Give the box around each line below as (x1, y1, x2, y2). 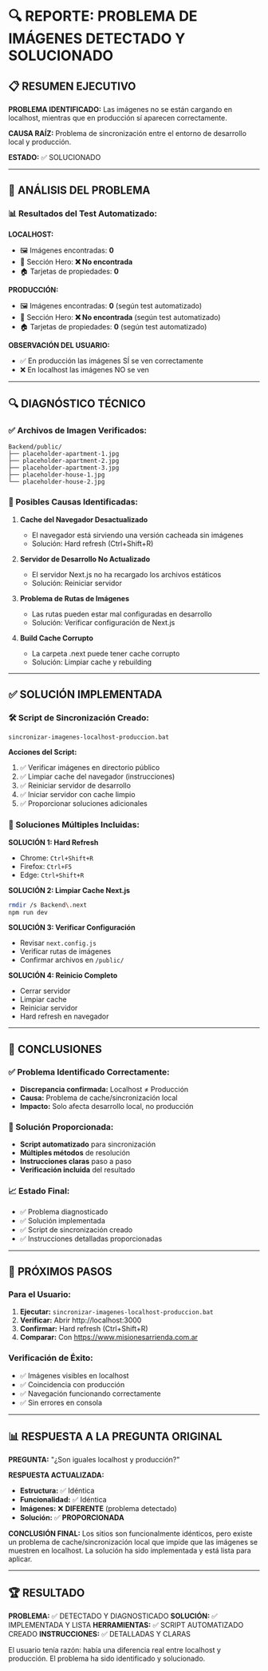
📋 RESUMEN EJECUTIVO (8, 79, 136, 93)
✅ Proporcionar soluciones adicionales (19, 799, 148, 808)
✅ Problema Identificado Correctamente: (8, 1066, 170, 1077)
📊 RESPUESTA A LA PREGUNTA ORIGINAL (8, 1430, 223, 1444)
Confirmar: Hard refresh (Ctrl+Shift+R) (19, 1324, 149, 1334)
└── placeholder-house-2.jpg (8, 478, 105, 486)
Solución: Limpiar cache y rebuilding (31, 657, 152, 667)
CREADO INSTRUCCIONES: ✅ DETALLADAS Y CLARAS (8, 1629, 191, 1639)
